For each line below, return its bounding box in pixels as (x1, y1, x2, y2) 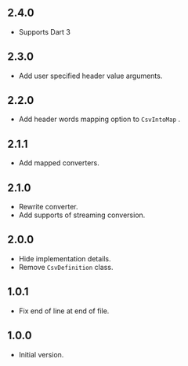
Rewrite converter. (18, 202, 79, 212)
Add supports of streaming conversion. (18, 210, 146, 220)
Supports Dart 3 (18, 27, 71, 36)
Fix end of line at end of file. (18, 306, 110, 316)
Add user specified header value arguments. (18, 71, 163, 80)
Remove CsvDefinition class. (18, 262, 114, 272)
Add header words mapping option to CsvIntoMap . (18, 114, 181, 124)
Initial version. (18, 349, 64, 359)
